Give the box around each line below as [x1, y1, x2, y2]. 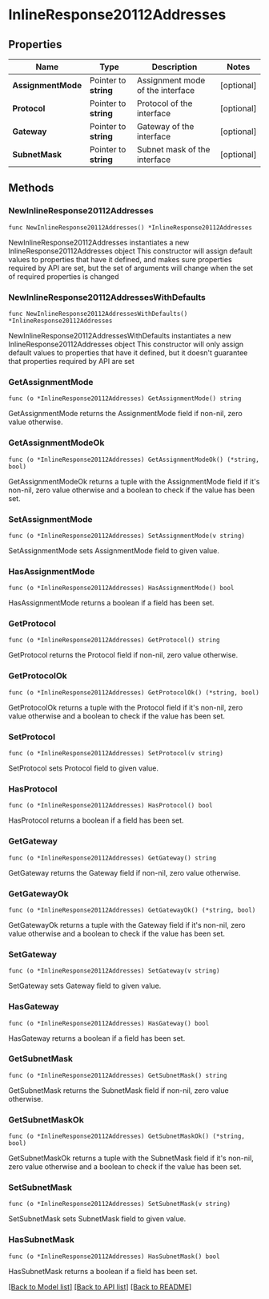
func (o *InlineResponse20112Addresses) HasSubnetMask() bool [8, 1252, 220, 1261]
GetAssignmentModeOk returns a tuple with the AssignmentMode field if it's [8, 476, 260, 486]
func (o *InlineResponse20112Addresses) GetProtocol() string [8, 636, 220, 645]
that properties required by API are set [8, 356, 134, 366]
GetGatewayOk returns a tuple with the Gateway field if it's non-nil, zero [8, 920, 246, 929]
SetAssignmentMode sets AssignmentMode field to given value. [8, 545, 220, 555]
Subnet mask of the [136, 144, 211, 155]
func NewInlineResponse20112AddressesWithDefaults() [8, 310, 188, 318]
